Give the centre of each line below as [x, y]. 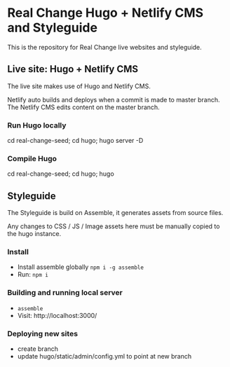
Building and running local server [65, 293]
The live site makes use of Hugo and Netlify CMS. [79, 86]
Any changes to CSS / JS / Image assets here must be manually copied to [114, 226]
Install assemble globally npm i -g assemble [80, 267]
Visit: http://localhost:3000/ [57, 315]
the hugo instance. [34, 234]
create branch [38, 349]
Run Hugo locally [37, 125]
